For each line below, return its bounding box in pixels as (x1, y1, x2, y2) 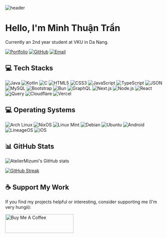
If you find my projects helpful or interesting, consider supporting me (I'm (5, 199, 157, 205)
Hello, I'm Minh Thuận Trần (5, 23, 121, 34)
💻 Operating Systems (5, 106, 75, 114)
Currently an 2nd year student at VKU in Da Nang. (5, 39, 109, 45)
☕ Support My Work (5, 183, 69, 191)
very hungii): (5, 204, 32, 210)
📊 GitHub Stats (5, 142, 54, 150)
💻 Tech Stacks (5, 64, 53, 72)
